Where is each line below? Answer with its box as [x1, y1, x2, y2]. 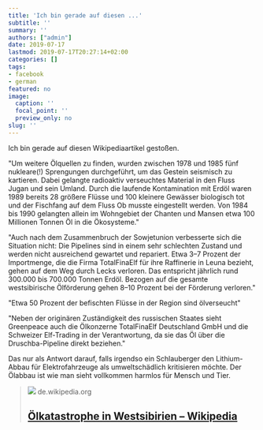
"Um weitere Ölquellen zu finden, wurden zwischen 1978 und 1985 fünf [8, 159, 239, 168]
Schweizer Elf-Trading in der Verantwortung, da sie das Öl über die [8, 330, 226, 339]
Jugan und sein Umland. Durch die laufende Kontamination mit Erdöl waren [8, 183, 252, 193]
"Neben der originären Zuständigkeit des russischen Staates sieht [8, 313, 222, 323]
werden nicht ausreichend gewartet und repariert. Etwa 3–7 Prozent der [8, 249, 242, 259]
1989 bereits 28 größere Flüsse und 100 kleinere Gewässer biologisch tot [8, 192, 246, 201]
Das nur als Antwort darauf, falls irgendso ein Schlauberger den [8, 353, 215, 363]
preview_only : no [15, 114, 72, 122]
